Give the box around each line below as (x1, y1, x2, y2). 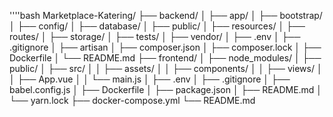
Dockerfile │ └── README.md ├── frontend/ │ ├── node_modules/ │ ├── (9, 52, 322, 64)
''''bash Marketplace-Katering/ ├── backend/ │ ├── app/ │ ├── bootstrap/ (9, 10, 323, 21)
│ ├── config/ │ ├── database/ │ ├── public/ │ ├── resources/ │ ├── (9, 20, 306, 32)
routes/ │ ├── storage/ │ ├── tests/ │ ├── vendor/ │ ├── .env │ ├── (9, 31, 301, 42)
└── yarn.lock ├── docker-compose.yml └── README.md (9, 95, 256, 106)
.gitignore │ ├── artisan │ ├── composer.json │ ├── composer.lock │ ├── (9, 41, 322, 53)
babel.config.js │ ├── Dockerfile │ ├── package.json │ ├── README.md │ (9, 84, 323, 95)
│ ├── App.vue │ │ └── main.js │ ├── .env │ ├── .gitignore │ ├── (9, 73, 291, 85)
